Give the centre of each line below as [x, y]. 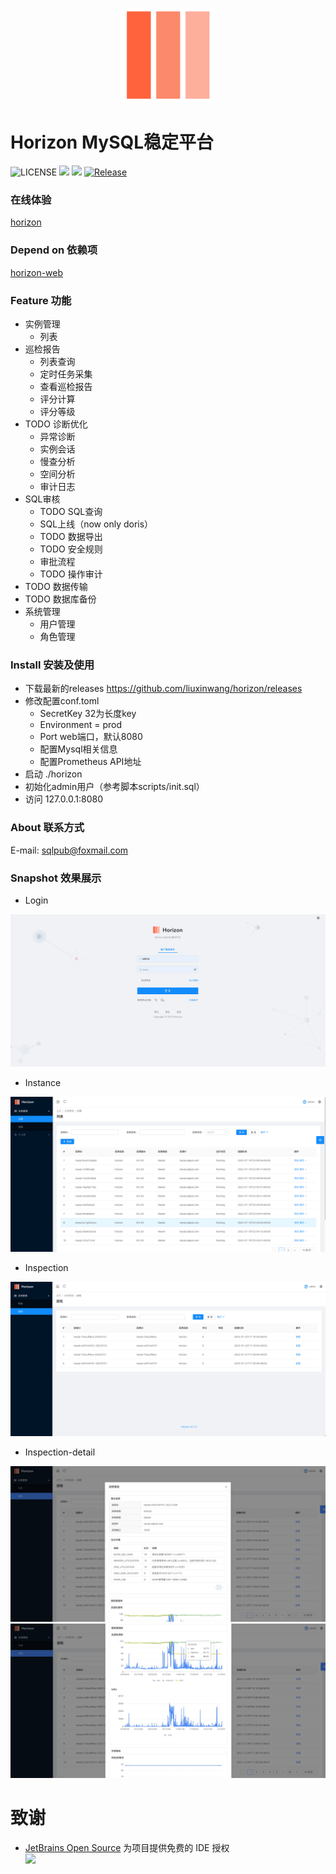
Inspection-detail [60, 1452]
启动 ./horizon [53, 774]
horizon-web [37, 272]
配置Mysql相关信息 [78, 749]
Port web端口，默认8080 [91, 737]
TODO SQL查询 [71, 512]
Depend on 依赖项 [54, 250]
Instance [43, 1082]
